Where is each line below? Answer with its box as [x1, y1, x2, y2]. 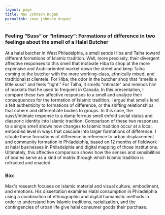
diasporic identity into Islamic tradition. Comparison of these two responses [5, 118, 159, 123]
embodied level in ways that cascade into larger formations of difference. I [5, 128, 156, 134]
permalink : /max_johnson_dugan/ [5, 16, 71, 21]
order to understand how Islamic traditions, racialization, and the [5, 199, 136, 205]
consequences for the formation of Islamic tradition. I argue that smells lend [5, 97, 159, 103]
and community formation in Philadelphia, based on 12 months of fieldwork [5, 139, 157, 145]
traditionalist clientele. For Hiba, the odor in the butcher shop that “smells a [5, 76, 157, 82]
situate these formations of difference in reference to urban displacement [5, 133, 154, 139]
